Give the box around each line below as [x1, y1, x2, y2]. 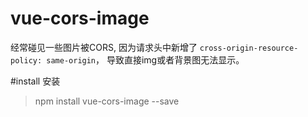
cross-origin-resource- [199, 43, 299, 53]
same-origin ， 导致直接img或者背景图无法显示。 [46, 53, 245, 66]
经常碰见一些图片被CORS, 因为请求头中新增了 [10, 41, 198, 53]
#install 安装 [10, 75, 61, 87]
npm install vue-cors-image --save [34, 95, 180, 107]
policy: [10, 55, 43, 66]
